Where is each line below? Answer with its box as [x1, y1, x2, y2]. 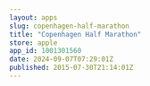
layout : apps [9, 13, 58, 22]
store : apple [9, 38, 58, 47]
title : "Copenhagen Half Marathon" [9, 30, 142, 39]
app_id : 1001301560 [9, 47, 82, 56]
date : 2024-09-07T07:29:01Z [9, 55, 114, 64]
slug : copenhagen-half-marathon [9, 21, 129, 30]
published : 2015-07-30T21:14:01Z [9, 64, 134, 73]
